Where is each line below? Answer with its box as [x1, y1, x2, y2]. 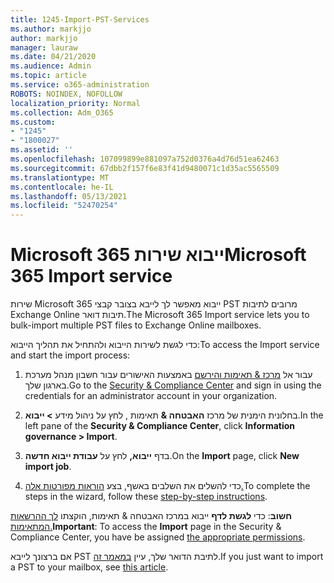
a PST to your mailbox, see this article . [10, 561, 169, 573]
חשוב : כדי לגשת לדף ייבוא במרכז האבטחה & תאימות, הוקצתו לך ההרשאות [10, 510, 293, 522]
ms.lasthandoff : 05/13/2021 [10, 191, 128, 201]
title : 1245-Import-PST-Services [10, 14, 150, 25]
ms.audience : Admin [10, 61, 92, 71]
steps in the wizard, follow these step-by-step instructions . [24, 491, 268, 503]
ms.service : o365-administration [10, 80, 150, 90]
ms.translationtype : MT [10, 172, 110, 183]
